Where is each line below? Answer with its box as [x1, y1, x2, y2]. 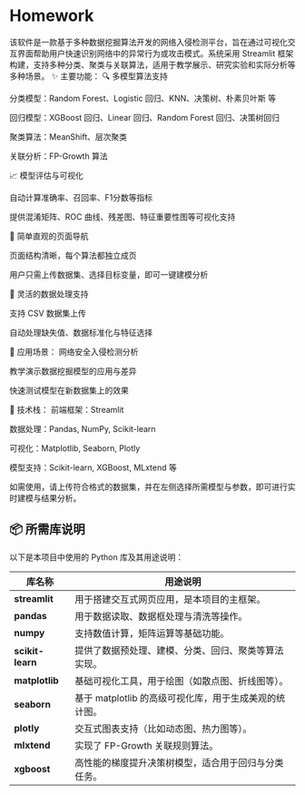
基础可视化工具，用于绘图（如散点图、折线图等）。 [74, 674, 289, 687]
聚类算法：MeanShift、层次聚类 [9, 131, 128, 142]
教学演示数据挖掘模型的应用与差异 [9, 365, 137, 377]
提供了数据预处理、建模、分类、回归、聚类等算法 [74, 643, 284, 656]
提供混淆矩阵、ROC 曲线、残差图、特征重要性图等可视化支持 [9, 211, 236, 222]
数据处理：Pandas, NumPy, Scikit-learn [9, 423, 156, 434]
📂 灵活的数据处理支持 [9, 288, 89, 299]
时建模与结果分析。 [9, 492, 82, 504]
